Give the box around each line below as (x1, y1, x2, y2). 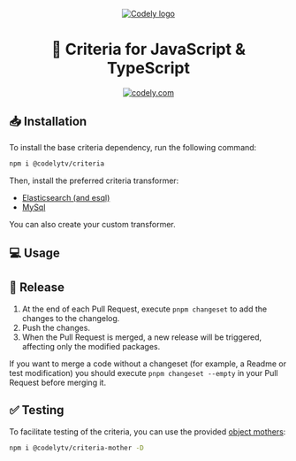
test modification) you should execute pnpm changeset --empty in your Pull (9, 367, 278, 378)
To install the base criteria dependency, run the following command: (9, 142, 257, 152)
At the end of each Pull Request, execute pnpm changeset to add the (21, 303, 268, 314)
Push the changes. (21, 322, 91, 333)
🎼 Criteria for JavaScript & (51, 40, 246, 59)
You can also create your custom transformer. (9, 219, 177, 229)
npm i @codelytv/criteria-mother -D (9, 443, 144, 452)
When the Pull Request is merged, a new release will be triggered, (21, 332, 262, 342)
